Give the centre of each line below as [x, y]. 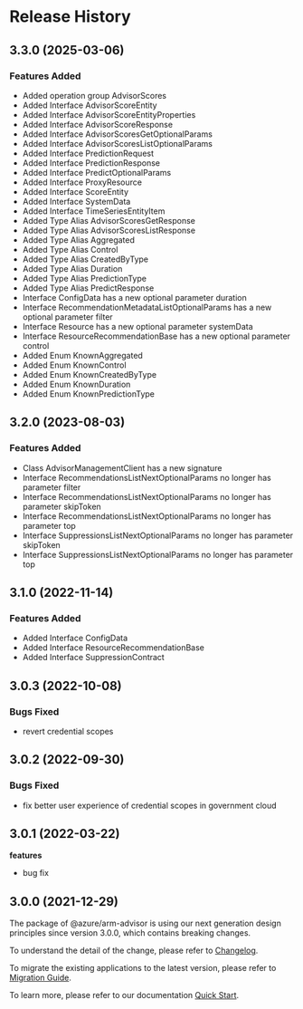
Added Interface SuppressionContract [93, 658]
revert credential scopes [68, 731]
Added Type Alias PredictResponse [88, 288]
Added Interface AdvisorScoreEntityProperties [109, 114]
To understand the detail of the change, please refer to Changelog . [134, 951]
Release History [70, 17]
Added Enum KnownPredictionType [89, 394]
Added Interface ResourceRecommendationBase [114, 648]
